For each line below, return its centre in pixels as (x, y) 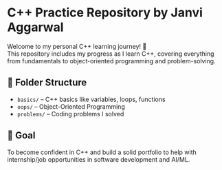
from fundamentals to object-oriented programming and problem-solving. (111, 61)
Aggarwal (35, 27)
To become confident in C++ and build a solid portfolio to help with (102, 152)
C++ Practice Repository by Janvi (105, 13)
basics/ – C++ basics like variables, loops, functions (91, 99)
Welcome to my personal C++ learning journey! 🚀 (77, 46)
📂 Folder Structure (47, 83)
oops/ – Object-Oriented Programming (71, 106)
